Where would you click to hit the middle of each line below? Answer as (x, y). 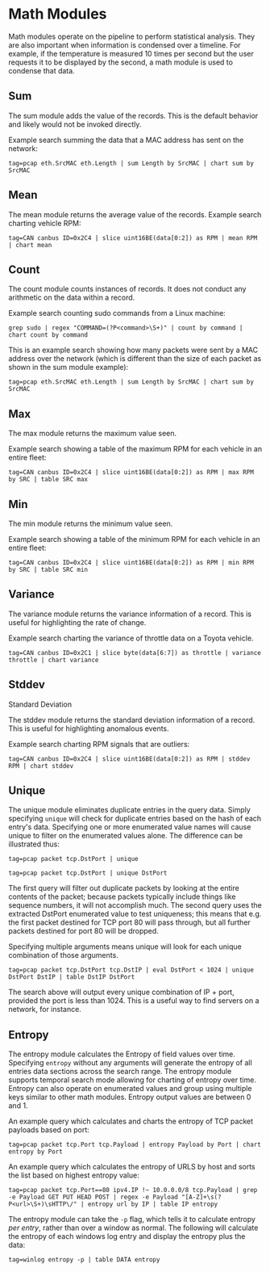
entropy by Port (35, 1152)
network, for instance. (45, 1010)
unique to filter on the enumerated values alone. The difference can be (126, 836)
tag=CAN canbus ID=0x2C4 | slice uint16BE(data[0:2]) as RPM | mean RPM (133, 238)
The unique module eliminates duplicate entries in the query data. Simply (130, 810)
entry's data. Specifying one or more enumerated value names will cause (130, 827)
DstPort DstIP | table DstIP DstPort (72, 977)
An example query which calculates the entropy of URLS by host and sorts (132, 1167)
